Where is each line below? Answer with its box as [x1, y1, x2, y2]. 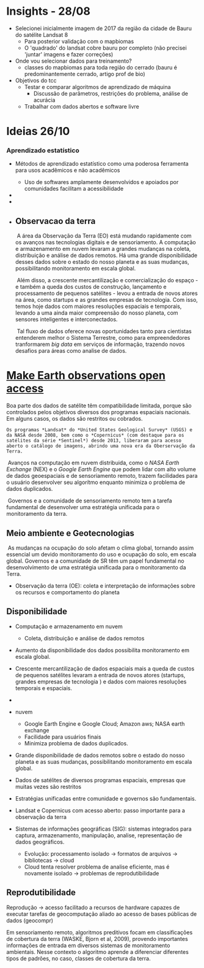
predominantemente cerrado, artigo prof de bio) [24, 70, 145, 77]
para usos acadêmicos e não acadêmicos [15, 167, 120, 174]
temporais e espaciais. [15, 684, 72, 691]
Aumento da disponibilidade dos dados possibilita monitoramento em [15, 646, 189, 654]
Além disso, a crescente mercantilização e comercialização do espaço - [16, 277, 199, 284]
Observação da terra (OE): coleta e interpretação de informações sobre [15, 582, 195, 590]
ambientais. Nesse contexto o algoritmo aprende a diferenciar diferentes [6, 948, 189, 955]
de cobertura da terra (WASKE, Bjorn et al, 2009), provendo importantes [6, 935, 188, 942]
